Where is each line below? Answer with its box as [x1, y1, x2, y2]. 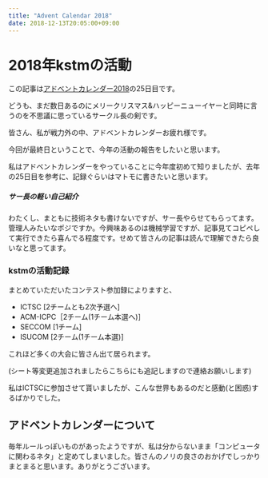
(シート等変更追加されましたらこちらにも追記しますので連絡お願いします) [8, 365, 252, 376]
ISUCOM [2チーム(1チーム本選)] [19, 332, 124, 341]
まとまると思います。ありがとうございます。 [8, 461, 154, 471]
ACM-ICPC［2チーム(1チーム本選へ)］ [19, 312, 146, 321]
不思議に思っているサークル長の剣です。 [29, 111, 162, 121]
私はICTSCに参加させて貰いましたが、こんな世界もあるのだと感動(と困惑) [8, 383, 252, 392]
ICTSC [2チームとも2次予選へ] [19, 301, 120, 312]
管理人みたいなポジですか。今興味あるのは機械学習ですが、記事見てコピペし [8, 223, 261, 233]
